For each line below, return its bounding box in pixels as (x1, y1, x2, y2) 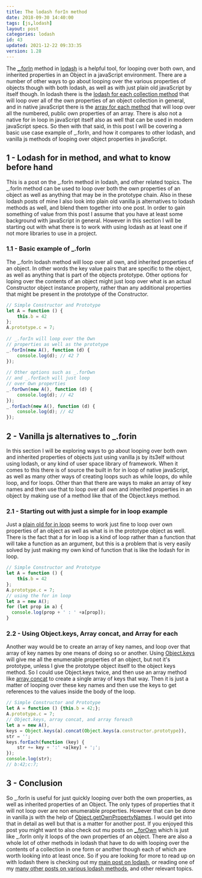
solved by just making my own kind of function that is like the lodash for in (6, 546, 190, 554)
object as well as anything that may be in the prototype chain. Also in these (6, 191, 192, 198)
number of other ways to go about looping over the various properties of (6, 77, 186, 85)
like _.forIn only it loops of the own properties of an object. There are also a (6, 833, 192, 840)
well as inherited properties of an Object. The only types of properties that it (6, 801, 195, 808)
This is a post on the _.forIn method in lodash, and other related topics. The (6, 178, 192, 185)
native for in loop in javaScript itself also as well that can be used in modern (6, 116, 194, 123)
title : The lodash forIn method (6, 8, 87, 15)
